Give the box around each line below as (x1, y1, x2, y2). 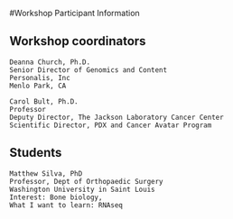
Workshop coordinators (9, 33, 146, 49)
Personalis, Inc (9, 73, 70, 82)
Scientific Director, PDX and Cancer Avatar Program (9, 121, 212, 130)
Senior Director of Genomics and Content (9, 65, 168, 75)
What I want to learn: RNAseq (9, 200, 124, 210)
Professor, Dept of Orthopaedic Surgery (9, 177, 164, 186)
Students (9, 145, 62, 160)
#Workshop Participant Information (9, 8, 140, 18)
